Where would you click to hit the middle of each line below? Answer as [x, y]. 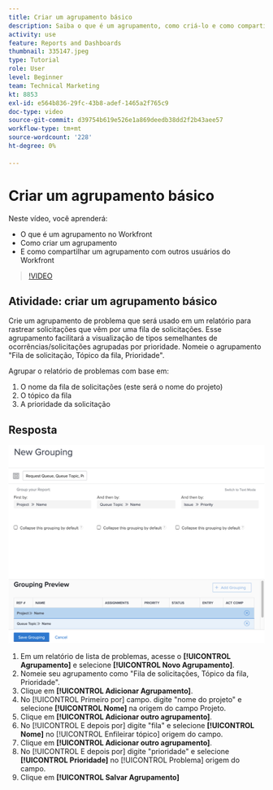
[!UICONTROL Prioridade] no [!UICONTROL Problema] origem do [130, 760]
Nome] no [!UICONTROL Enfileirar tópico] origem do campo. [121, 734]
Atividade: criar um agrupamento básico [113, 301]
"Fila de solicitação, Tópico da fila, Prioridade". [87, 356]
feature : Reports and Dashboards [65, 43]
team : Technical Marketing [54, 85]
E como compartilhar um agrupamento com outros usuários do [125, 251]
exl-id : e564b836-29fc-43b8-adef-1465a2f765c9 [89, 103]
